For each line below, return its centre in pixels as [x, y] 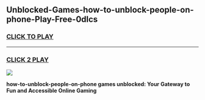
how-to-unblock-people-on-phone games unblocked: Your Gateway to [98, 84]
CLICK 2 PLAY [27, 59]
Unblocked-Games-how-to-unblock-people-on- [100, 10]
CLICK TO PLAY [30, 37]
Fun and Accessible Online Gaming [52, 90]
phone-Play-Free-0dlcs [52, 20]
